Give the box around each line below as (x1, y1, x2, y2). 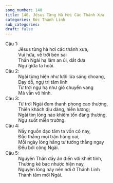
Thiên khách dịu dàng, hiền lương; (18, 106, 90, 113)
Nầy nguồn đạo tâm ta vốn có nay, (18, 128, 91, 134)
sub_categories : (5, 22, 40, 27)
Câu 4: (5, 123, 20, 129)
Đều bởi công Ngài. (18, 144, 59, 151)
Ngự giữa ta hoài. (18, 63, 55, 69)
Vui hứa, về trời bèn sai (18, 52, 67, 58)
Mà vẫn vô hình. (18, 90, 52, 96)
